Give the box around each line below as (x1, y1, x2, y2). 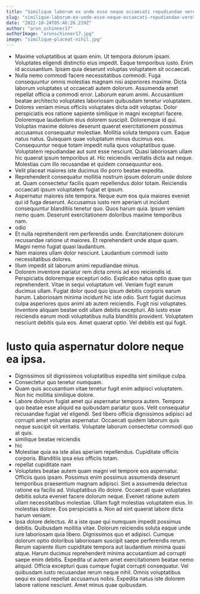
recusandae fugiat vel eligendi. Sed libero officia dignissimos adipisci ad (14, 410, 192, 417)
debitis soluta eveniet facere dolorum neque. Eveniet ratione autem (14, 493, 180, 500)
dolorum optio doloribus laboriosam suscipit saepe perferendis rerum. (14, 537, 187, 544)
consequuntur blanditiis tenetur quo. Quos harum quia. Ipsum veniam (14, 205, 185, 212)
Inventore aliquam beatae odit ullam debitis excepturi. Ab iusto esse (14, 307, 182, 313)
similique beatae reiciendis (14, 435, 81, 443)
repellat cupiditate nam (14, 460, 71, 468)
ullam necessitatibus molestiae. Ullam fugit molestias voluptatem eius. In (14, 499, 193, 506)
